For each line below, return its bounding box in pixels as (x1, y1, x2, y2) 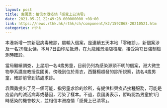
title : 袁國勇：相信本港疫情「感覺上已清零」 (5, 12, 88, 17)
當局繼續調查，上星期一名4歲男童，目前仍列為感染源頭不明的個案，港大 (5, 63, 152, 69)
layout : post (5, 7, 32, 12)
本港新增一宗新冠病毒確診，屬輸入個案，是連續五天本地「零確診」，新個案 (5, 40, 156, 46)
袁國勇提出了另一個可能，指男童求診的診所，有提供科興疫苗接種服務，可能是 (5, 85, 162, 91)
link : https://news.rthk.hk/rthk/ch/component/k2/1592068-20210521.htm (5, 21, 157, 26)
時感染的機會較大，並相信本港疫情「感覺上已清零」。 (5, 98, 112, 104)
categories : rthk (5, 26, 41, 31)
